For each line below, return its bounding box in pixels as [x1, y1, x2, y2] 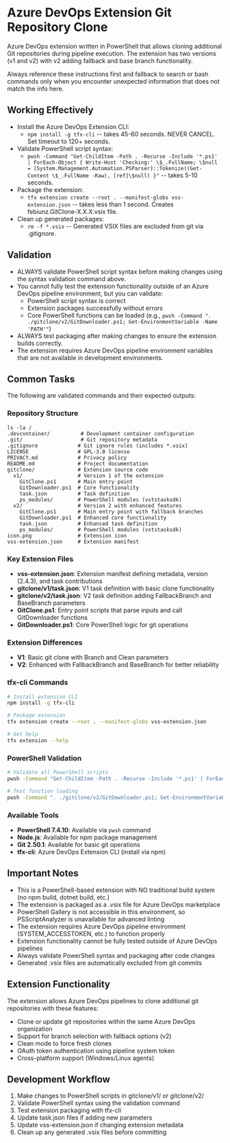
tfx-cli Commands [7, 677, 68, 687]
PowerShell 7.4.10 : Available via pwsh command [16, 826, 151, 834]
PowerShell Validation [7, 753, 82, 762]
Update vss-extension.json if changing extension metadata [16, 1121, 183, 1129]
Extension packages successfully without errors [27, 304, 163, 312]
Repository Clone [7, 19, 108, 35]
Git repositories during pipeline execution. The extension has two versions [7, 49, 217, 58]
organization [16, 1024, 53, 1033]
